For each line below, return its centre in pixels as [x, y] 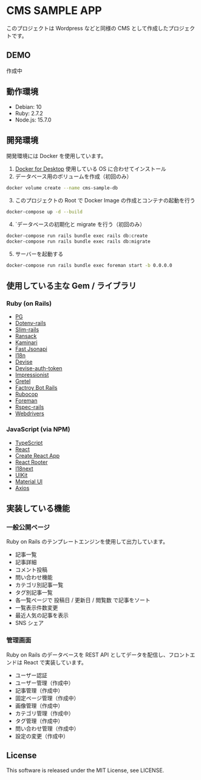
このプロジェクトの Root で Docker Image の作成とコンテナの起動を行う [105, 201]
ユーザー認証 [31, 675]
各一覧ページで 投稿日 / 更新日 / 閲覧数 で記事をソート [83, 600]
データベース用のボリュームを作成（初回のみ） [73, 176]
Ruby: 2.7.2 [29, 113]
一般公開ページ [28, 528]
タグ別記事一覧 [34, 593]
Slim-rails [27, 330]
